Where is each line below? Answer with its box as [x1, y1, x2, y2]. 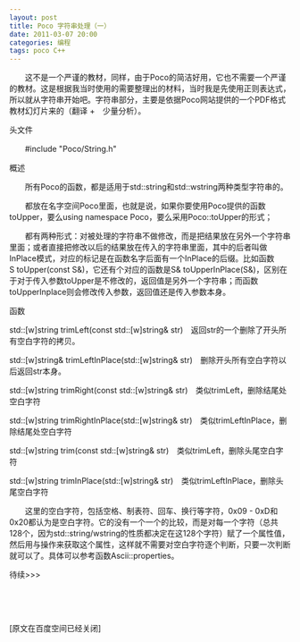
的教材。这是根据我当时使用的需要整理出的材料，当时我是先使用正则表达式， [9, 83, 291, 94]
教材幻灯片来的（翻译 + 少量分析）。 [9, 106, 146, 116]
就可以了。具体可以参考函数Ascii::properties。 [9, 551, 179, 562]
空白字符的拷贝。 [16, 336, 80, 347]
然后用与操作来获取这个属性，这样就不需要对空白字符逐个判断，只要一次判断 [9, 539, 291, 550]
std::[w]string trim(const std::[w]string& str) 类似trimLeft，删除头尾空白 [9, 445, 276, 456]
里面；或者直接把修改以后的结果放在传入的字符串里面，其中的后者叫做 [9, 242, 268, 253]
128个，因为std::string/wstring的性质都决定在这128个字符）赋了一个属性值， [9, 528, 290, 539]
